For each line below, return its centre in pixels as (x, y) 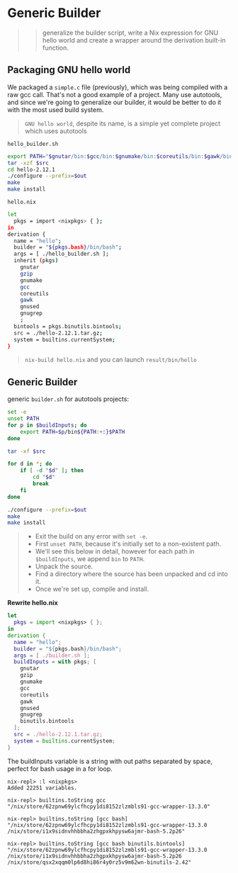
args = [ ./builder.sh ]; (52, 655)
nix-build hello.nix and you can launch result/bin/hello (110, 360)
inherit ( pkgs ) (36, 261)
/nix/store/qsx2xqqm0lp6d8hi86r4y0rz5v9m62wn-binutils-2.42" (100, 862)
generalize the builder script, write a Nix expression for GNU (130, 33)
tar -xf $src (27, 451)
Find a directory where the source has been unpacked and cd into (131, 574)
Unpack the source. (64, 567)
